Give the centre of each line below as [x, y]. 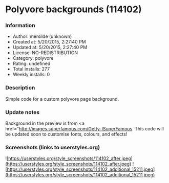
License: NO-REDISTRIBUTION [45, 53]
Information [20, 26]
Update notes [23, 112]
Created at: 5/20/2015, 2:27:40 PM [49, 42]
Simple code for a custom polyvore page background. [62, 99]
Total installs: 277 [31, 69]
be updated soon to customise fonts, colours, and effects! [66, 134]
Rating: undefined [31, 64]
